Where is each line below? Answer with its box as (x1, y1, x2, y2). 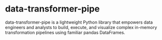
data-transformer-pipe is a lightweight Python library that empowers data (5, 19, 153, 25)
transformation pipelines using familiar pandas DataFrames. (5, 29, 126, 35)
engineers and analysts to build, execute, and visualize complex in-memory (5, 24, 158, 30)
